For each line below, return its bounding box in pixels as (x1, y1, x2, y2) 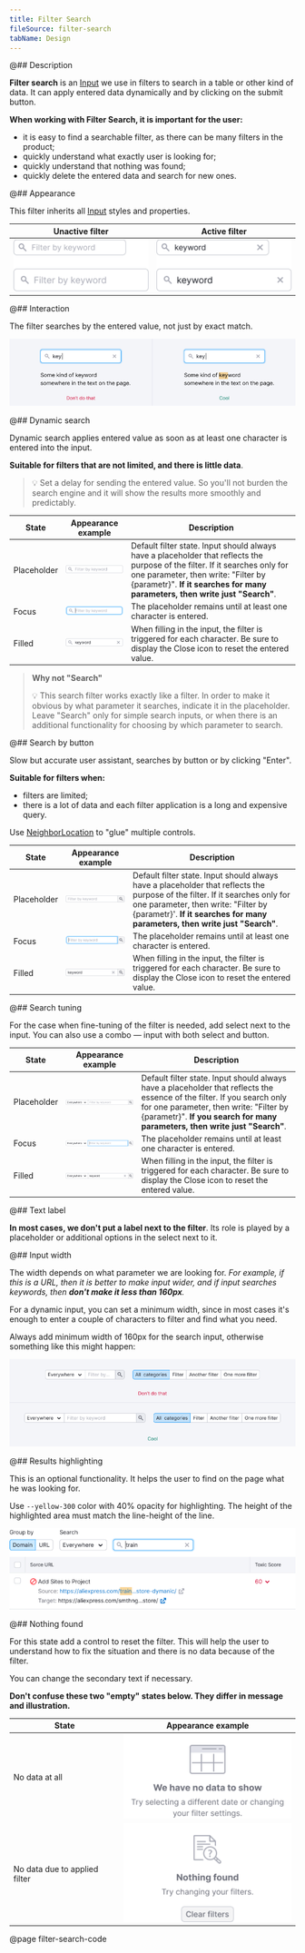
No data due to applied (13, 1863, 99, 1874)
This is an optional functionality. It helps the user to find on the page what (9, 1473, 285, 1484)
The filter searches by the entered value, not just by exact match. (9, 321, 253, 331)
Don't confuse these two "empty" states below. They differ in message (9, 1690, 284, 1701)
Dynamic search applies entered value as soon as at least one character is (9, 432, 288, 444)
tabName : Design (9, 34, 71, 43)
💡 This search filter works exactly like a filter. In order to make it (31, 690, 271, 701)
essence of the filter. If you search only (141, 1091, 288, 1102)
